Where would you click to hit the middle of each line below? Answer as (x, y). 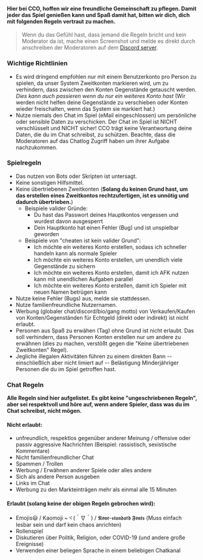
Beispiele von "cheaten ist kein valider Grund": (83, 240)
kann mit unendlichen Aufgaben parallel (83, 279)
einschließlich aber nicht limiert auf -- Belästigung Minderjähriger (97, 363)
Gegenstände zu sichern (65, 266)
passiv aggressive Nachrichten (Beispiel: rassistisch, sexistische (96, 444)
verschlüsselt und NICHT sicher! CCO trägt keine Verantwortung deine (104, 128)
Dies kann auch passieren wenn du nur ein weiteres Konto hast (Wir (101, 96)
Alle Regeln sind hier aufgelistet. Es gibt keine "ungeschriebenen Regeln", (102, 398)
